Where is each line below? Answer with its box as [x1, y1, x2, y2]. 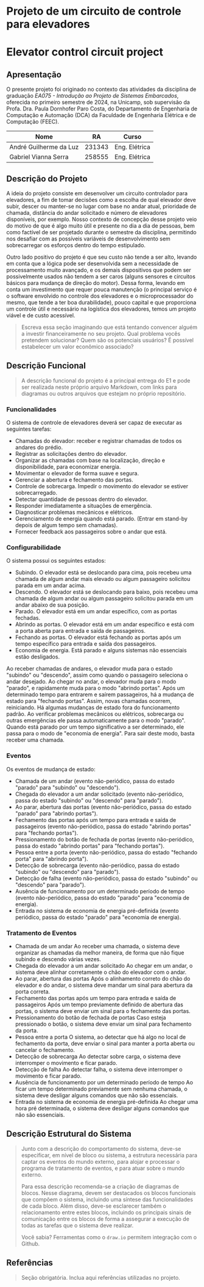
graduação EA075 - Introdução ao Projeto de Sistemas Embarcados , [6, 92, 179, 99]
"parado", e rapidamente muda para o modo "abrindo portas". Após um [6, 685, 185, 692]
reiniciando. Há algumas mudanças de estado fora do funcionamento [6, 704, 180, 712]
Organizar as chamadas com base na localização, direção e [15, 456, 166, 464]
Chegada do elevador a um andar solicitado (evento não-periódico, [15, 790, 184, 798]
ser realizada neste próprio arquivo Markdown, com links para [21, 383, 177, 391]
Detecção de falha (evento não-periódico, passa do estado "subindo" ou [15, 874, 198, 882]
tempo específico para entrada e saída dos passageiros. [15, 640, 157, 647]
